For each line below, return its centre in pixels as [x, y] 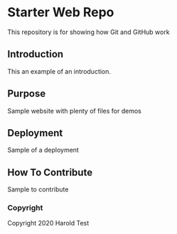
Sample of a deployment [43, 150]
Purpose [27, 94]
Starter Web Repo [61, 12]
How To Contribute [50, 172]
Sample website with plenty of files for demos [75, 111]
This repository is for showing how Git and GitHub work [88, 32]
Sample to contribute [38, 189]
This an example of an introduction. [59, 71]
